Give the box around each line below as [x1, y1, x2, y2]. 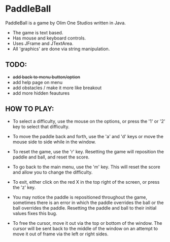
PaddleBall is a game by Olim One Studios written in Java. [5, 20, 126, 26]
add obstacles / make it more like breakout [12, 85, 102, 91]
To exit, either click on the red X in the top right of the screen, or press [12, 179, 160, 185]
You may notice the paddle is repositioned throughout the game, [12, 194, 147, 200]
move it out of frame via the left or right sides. [12, 231, 109, 237]
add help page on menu [12, 79, 62, 85]
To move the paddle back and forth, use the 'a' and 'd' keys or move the [12, 133, 164, 139]
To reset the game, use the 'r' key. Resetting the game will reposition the [12, 148, 164, 154]
